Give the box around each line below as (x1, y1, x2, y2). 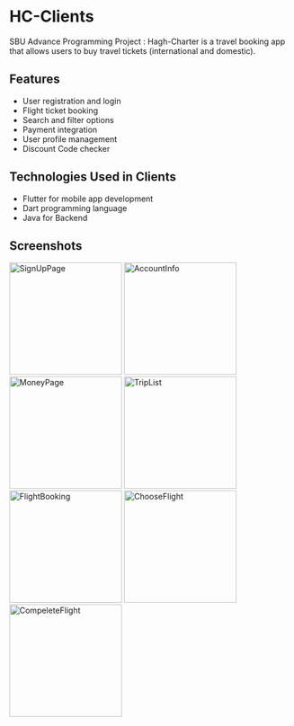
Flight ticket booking (22, 105, 99, 116)
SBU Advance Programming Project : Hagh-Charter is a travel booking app (9, 36, 286, 47)
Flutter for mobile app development (22, 193, 154, 204)
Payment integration (22, 124, 98, 135)
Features (9, 72, 60, 87)
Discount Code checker (22, 143, 111, 154)
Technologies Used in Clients (9, 169, 177, 185)
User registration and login (22, 95, 121, 106)
